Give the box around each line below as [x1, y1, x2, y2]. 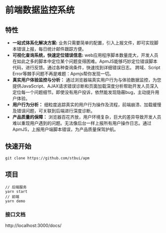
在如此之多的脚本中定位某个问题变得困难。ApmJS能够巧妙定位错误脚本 [12, 58, 158, 64]
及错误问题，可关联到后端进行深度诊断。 [12, 108, 95, 114]
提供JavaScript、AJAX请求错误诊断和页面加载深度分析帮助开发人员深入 [12, 83, 159, 89]
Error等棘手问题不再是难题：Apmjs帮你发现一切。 [12, 71, 114, 77]
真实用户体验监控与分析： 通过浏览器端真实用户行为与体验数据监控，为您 [12, 77, 162, 83]
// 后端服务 [5, 185, 27, 189]
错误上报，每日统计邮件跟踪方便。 [16, 46, 87, 52]
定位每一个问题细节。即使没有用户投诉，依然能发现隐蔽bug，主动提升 [12, 90, 155, 95]
